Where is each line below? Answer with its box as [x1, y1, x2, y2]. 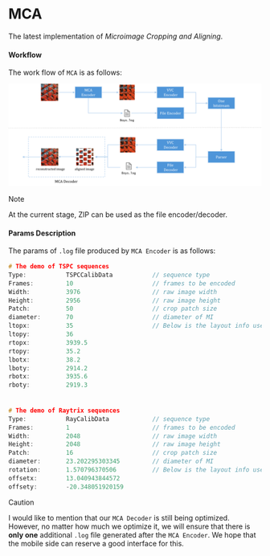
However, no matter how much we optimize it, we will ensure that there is [8, 521, 251, 531]
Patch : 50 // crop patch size [8, 305, 218, 313]
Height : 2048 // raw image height [8, 440, 221, 448]
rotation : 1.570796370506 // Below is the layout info [8, 466, 250, 474]
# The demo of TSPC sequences [8, 263, 110, 271]
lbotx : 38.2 [8, 355, 81, 364]
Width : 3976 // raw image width [8, 288, 218, 296]
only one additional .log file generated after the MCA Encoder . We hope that [8, 529, 256, 539]
